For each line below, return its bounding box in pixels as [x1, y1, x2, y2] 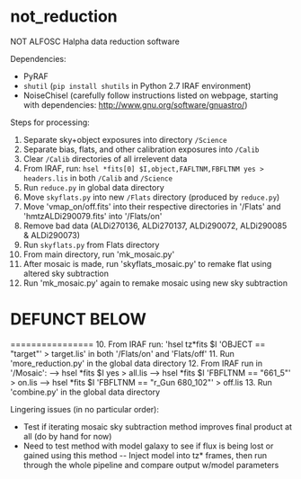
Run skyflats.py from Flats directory [22, 239, 160, 250]
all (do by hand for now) [22, 430, 112, 441]
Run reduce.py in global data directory [22, 182, 164, 192]
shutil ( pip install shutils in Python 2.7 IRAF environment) [22, 80, 252, 91]
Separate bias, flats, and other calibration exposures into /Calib [22, 144, 260, 155]
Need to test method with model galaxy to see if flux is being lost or [22, 440, 274, 451]
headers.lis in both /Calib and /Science [22, 173, 173, 183]
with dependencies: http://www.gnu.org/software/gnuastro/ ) [22, 99, 248, 110]
